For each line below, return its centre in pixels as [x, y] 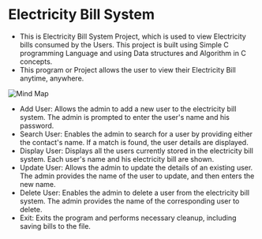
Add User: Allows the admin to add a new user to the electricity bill [128, 109]
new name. [37, 184]
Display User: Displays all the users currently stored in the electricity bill [137, 151]
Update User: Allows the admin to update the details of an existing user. [136, 167]
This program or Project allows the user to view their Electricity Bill [128, 69]
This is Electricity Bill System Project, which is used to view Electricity [133, 36]
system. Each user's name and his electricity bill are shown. [117, 159]
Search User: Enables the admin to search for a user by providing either [136, 134]
